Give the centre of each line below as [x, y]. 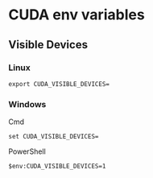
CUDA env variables [76, 15]
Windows [27, 104]
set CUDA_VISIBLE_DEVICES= [54, 137]
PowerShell [27, 151]
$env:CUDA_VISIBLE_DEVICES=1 [57, 167]
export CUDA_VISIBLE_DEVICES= [59, 84]
